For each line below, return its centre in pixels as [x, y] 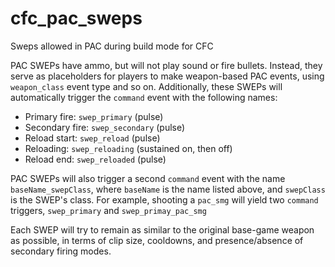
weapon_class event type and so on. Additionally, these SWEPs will [146, 86]
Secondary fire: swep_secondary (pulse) [105, 127]
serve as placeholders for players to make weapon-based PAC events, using [167, 76]
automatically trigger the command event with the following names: [144, 97]
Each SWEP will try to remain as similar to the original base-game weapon [162, 229]
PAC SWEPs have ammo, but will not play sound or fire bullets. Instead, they [166, 65]
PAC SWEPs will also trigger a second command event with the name [148, 178]
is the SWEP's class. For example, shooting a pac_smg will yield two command [164, 199]
